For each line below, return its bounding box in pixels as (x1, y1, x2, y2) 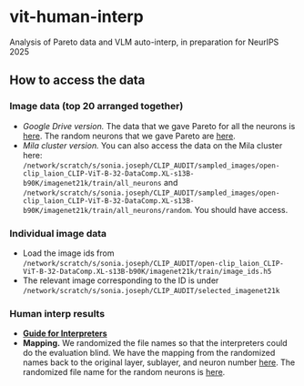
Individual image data (9, 227, 107, 239)
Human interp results (9, 307, 106, 320)
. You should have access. (189, 204, 289, 215)
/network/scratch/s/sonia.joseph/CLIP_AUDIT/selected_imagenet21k (22, 286, 280, 295)
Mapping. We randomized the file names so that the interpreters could (22, 338, 289, 349)
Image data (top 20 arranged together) (9, 100, 184, 113)
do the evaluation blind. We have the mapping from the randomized (22, 348, 276, 359)
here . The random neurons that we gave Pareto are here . (22, 130, 237, 141)
